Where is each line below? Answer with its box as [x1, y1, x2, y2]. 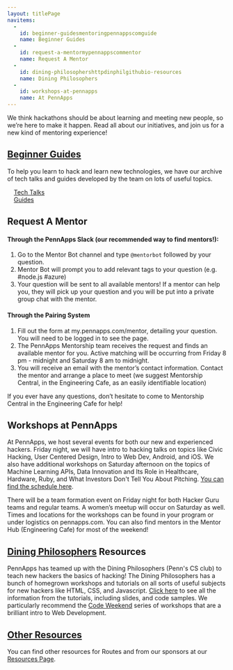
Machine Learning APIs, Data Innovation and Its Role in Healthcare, [7, 468, 200, 476]
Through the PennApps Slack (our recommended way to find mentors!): [7, 235, 219, 243]
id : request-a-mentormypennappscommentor [19, 50, 141, 56]
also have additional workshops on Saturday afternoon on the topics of [7, 460, 211, 469]
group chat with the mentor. [17, 295, 97, 303]
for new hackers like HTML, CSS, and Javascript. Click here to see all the [7, 586, 217, 595]
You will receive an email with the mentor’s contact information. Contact [17, 363, 224, 372]
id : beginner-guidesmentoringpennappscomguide [19, 29, 157, 37]
